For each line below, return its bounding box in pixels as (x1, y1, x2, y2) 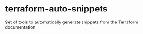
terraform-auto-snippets (5, 3, 108, 14)
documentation (5, 24, 36, 30)
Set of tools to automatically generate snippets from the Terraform (5, 19, 139, 25)
